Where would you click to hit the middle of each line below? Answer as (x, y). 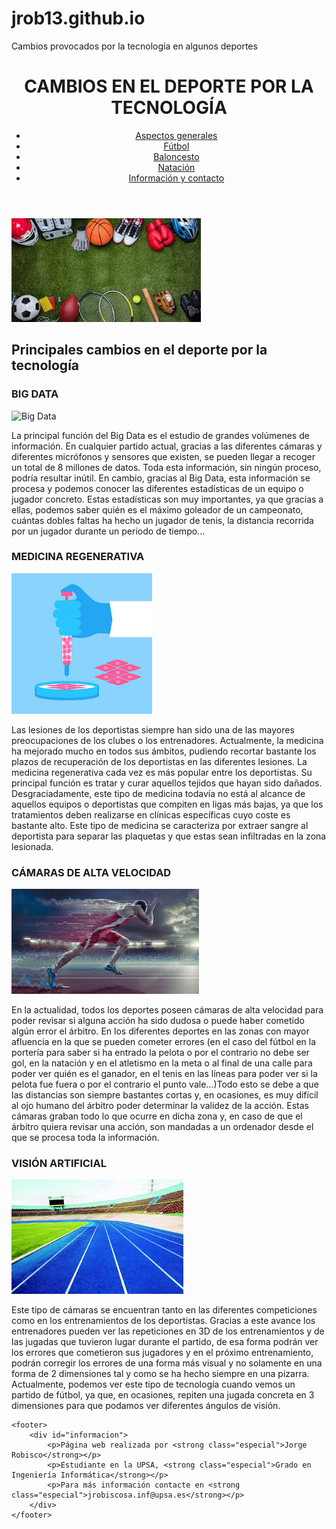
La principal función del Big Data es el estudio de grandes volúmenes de (160, 435)
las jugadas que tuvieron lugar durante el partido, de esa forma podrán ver (165, 1342)
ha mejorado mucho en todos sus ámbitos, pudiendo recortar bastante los (164, 751)
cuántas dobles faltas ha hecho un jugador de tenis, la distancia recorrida (162, 520)
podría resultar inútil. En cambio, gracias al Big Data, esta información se (161, 478)
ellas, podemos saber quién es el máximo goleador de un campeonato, (157, 509)
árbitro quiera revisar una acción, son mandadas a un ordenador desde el (162, 1127)
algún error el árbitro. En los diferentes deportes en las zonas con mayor (160, 1031)
